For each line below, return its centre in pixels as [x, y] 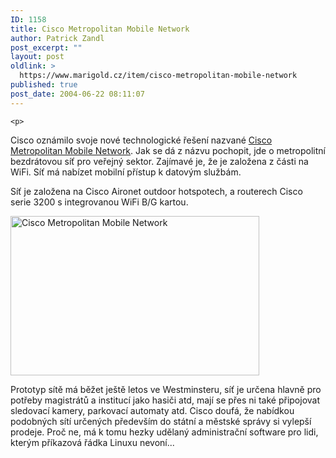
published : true [44, 85]
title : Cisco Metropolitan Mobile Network [100, 29]
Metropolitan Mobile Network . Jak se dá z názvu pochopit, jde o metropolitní [168, 150]
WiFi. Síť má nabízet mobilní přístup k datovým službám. [126, 172]
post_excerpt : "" [46, 47]
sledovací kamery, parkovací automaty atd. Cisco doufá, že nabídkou [152, 410]
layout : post [37, 57]
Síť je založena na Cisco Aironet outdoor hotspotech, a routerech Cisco [156, 191]
